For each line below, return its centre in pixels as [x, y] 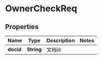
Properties [22, 27]
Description [61, 41]
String [34, 49]
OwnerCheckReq [41, 9]
